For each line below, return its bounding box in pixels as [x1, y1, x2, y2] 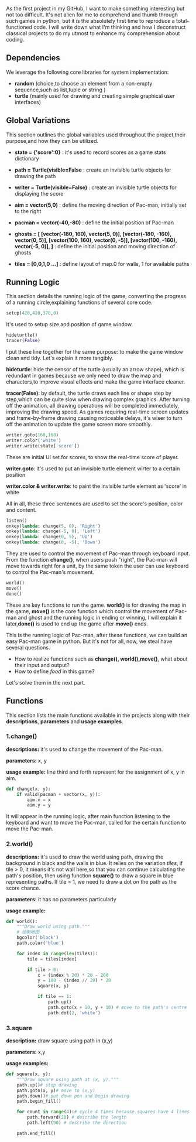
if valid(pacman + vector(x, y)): [16, 791, 101, 797]
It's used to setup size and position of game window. [6, 321, 133, 328]
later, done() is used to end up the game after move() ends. [6, 620, 148, 627]
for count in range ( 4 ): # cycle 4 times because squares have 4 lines [16, 1109, 190, 1115]
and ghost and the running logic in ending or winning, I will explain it [18, 614, 182, 621]
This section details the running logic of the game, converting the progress [6, 293, 186, 300]
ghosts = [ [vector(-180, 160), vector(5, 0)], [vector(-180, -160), [14, 230, 171, 237]
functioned [6, 23, 33, 30]
